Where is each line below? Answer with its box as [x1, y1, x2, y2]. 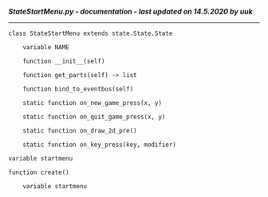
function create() [8, 168, 69, 176]
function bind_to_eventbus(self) [22, 85, 134, 93]
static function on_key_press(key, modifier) [22, 141, 177, 149]
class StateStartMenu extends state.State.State [8, 29, 173, 37]
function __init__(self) [22, 57, 105, 65]
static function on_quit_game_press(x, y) [22, 113, 166, 121]
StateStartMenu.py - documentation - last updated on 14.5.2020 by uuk [8, 7, 253, 16]
